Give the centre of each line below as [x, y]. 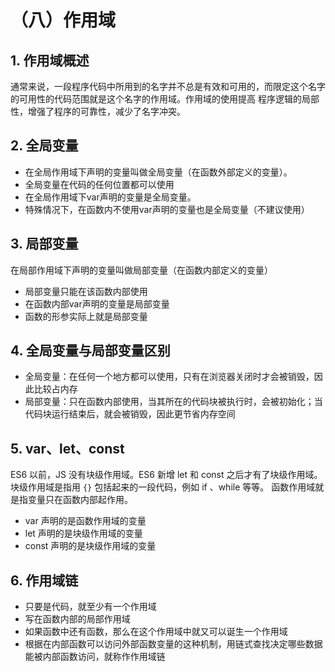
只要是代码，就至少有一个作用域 [90, 607]
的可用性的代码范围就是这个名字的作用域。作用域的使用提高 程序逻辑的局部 [165, 99]
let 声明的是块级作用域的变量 [83, 533]
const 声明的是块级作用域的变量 [90, 546]
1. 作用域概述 [50, 60]
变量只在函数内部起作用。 [80, 500]
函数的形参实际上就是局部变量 [86, 316]
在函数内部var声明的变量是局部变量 [97, 303]
